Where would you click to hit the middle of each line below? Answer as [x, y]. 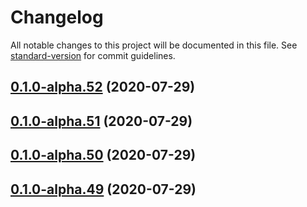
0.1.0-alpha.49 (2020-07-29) [103, 189]
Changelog [57, 17]
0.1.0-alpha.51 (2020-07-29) [101, 121]
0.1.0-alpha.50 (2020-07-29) [103, 155]
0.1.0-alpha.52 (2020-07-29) [103, 87]
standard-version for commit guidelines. [93, 55]
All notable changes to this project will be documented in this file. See [154, 45]
